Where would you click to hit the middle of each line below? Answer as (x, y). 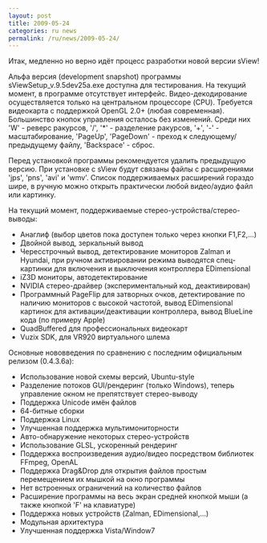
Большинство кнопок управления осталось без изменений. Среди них (129, 119)
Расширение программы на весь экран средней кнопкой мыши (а (134, 496)
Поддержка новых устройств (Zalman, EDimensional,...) (114, 514)
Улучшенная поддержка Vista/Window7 (87, 531)
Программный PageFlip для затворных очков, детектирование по (132, 294)
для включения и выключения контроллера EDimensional (152, 269)
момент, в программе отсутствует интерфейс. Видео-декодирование (128, 94)
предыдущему (33, 145)
